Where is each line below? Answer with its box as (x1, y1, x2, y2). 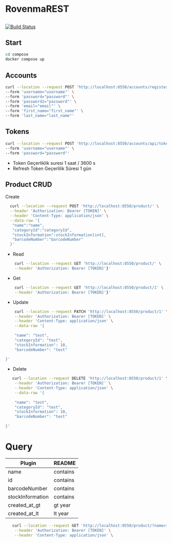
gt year (53, 501, 71, 509)
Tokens (5, 127, 30, 136)
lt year (53, 510, 69, 517)
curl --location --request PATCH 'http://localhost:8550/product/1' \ (14, 309, 168, 314)
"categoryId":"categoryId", (12, 227, 72, 232)
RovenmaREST (5, 3, 70, 15)
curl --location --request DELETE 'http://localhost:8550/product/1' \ (12, 376, 168, 381)
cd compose (5, 52, 29, 57)
